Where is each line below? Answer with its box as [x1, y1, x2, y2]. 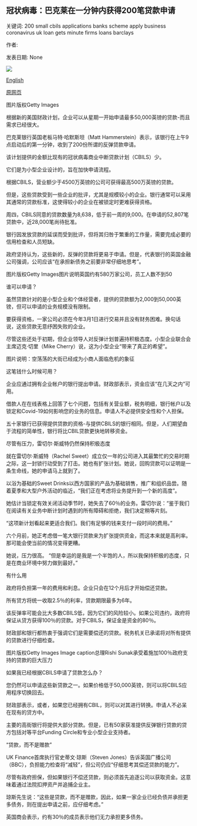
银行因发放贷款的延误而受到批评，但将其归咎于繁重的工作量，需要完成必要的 [6, 230, 191, 237]
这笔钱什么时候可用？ [6, 368, 57, 375]
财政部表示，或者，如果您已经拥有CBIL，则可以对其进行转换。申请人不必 [6, 701, 182, 708]
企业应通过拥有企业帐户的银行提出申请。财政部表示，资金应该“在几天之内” [6, 380, 186, 387]
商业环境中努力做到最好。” [16, 559, 78, 566]
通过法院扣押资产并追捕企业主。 [16, 781, 94, 788]
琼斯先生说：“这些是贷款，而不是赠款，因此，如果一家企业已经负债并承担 [6, 793, 184, 800]
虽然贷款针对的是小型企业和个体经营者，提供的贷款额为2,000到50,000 [6, 295, 176, 302]
